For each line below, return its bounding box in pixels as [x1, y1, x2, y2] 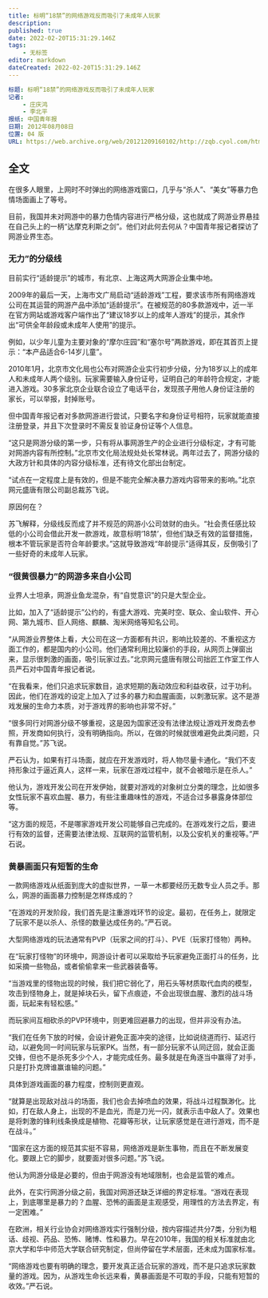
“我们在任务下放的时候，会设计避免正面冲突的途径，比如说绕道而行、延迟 [8, 1033, 250, 1042]
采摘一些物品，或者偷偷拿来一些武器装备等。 [14, 962, 162, 971]
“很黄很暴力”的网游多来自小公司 [8, 571, 132, 582]
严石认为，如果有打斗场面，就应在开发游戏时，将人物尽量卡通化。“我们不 [8, 755, 250, 765]
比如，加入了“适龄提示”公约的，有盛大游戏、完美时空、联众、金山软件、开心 [8, 607, 259, 617]
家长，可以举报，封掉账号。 [8, 393, 100, 404]
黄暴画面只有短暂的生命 [8, 861, 98, 872]
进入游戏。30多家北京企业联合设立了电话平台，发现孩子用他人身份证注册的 [8, 384, 255, 393]
